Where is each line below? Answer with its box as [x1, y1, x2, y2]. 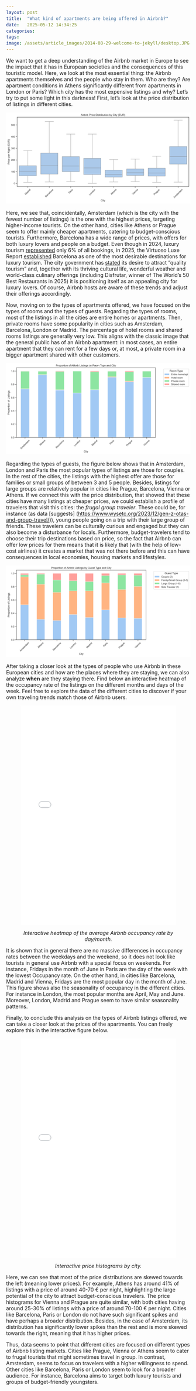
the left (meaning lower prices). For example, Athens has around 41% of [6, 1280, 180, 1287]
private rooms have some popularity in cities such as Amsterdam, [6, 320, 164, 327]
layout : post [6, 9, 38, 15]
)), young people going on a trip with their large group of [49, 516, 185, 523]
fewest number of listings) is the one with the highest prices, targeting [6, 215, 176, 222]
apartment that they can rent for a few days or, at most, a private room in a [6, 345, 185, 352]
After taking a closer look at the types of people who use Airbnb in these [6, 662, 181, 670]
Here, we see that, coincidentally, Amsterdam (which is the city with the [6, 210, 179, 217]
